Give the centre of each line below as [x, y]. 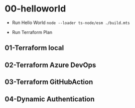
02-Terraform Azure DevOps [50, 65]
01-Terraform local [34, 48]
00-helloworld [35, 9]
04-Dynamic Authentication [50, 99]
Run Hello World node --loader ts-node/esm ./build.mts [71, 22]
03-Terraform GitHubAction [49, 82]
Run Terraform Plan [32, 32]
